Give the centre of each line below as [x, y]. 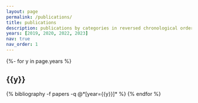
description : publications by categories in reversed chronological [92, 28]
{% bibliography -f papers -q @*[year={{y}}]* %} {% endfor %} [84, 94]
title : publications [32, 22]
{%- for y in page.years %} [39, 61]
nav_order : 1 [22, 45]
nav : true [18, 39]
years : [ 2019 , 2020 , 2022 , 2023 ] [47, 34]
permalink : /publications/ [39, 17]
